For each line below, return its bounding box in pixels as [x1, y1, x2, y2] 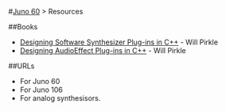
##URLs [8, 61, 35, 71]
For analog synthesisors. [19, 94, 101, 102]
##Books [8, 22, 38, 31]
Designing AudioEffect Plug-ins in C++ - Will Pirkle [19, 46, 186, 55]
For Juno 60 [19, 77, 60, 86]
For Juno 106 [19, 85, 64, 94]
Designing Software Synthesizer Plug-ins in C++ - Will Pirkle [19, 37, 219, 47]
